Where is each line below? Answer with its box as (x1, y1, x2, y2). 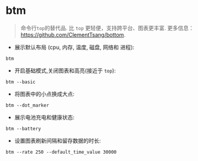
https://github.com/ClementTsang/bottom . (20, 31, 126, 38)
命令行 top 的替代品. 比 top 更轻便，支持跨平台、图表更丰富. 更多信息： (20, 24, 194, 31)
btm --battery (5, 125, 42, 131)
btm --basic (5, 79, 36, 85)
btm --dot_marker (5, 102, 49, 109)
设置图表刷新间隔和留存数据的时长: (14, 137, 101, 144)
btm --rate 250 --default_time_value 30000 (5, 149, 117, 155)
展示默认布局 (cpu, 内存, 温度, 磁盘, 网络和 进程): (14, 43, 135, 51)
